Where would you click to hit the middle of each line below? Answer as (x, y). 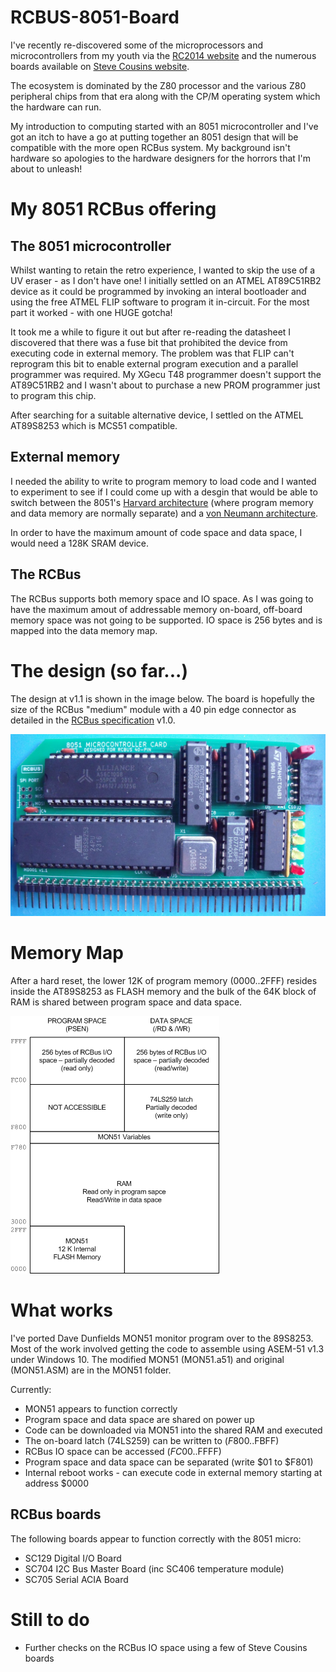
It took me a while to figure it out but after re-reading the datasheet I (151, 332)
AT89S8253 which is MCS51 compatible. (94, 425)
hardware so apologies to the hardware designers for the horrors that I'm (161, 158)
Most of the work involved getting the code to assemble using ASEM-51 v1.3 (167, 1348)
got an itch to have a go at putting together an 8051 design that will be (154, 137)
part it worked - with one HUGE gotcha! (91, 312)
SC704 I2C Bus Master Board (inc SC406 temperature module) (154, 1568)
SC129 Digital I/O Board (73, 1558)
